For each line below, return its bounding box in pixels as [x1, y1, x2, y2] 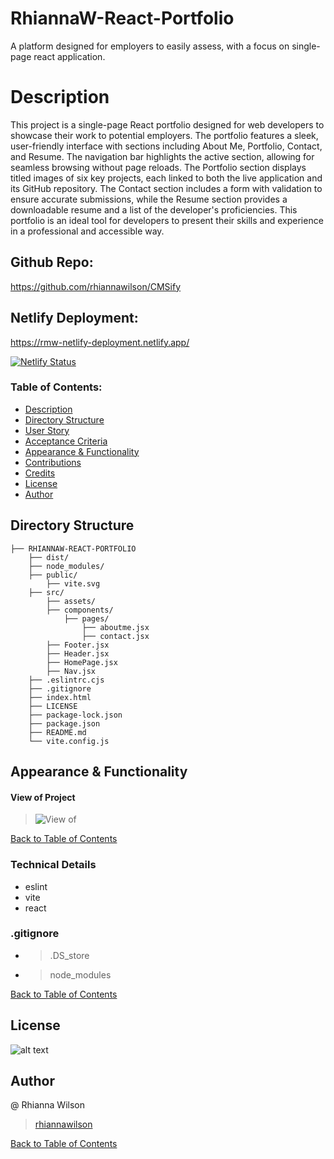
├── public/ [28, 570, 78, 580]
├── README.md [28, 727, 87, 737]
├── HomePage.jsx [46, 657, 118, 667]
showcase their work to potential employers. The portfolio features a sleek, [10, 129, 319, 141]
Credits [24, 467, 56, 479]
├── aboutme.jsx [81, 622, 150, 632]
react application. [33, 50, 106, 62]
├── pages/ [63, 613, 110, 624]
